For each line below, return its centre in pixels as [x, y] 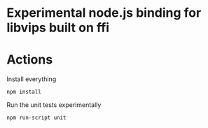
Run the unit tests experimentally [54, 105]
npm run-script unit [37, 118]
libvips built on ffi [58, 28]
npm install [24, 92]
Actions [30, 60]
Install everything [32, 79]
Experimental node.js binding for [104, 13]
